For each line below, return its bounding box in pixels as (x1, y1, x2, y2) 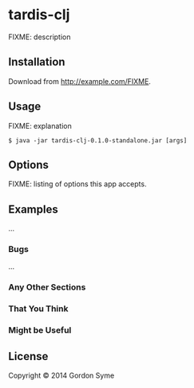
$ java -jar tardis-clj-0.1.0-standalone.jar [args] (8, 136, 188, 145)
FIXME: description (8, 32, 71, 42)
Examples (8, 202, 58, 216)
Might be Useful (8, 325, 72, 336)
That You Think (8, 303, 69, 314)
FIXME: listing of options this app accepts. (8, 179, 147, 189)
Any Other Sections (8, 282, 86, 293)
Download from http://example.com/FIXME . (8, 76, 152, 86)
